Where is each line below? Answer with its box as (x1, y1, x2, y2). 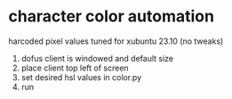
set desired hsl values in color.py (20, 71, 142, 82)
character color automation (8, 6, 215, 27)
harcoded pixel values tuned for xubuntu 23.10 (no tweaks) (8, 36, 224, 46)
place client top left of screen (20, 62, 130, 73)
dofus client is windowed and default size (20, 53, 174, 63)
